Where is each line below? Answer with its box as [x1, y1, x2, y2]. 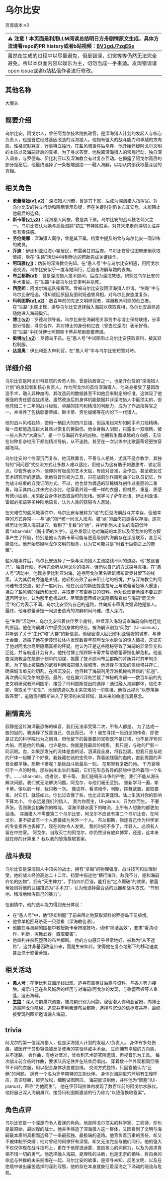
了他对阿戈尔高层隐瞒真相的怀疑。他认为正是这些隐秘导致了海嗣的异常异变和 [5, 643, 162, 649]
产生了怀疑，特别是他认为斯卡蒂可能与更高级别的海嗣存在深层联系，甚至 [9, 535, 158, 541]
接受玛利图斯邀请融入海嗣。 [12, 1011, 70, 1017]
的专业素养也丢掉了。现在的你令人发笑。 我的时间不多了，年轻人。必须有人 [5, 823, 159, 829]
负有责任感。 [12, 229, 39, 235]
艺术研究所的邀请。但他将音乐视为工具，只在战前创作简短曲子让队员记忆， [5, 474, 158, 480]
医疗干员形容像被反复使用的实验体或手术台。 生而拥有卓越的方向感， [18, 1046, 159, 1052]
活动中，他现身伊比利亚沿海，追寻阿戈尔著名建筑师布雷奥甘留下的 [15, 570, 151, 576]
